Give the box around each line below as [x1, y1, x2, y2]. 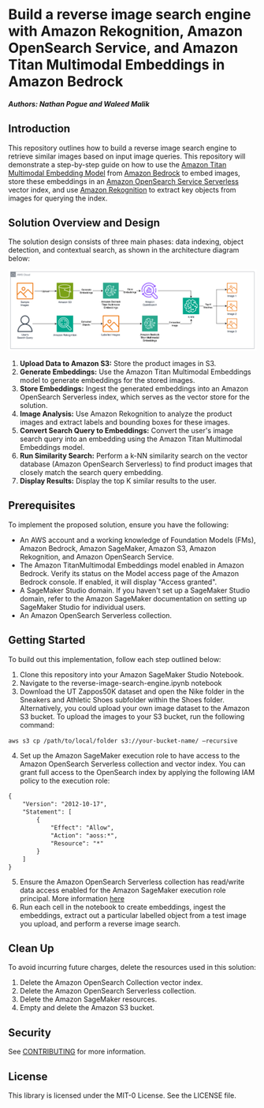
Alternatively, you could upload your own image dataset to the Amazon [19, 703, 250, 713]
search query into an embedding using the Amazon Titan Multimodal [19, 434, 243, 444]
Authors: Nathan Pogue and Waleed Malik [8, 99, 150, 108]
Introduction [8, 122, 71, 136]
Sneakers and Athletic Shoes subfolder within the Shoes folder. [19, 694, 225, 704]
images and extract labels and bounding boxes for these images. [19, 417, 230, 427]
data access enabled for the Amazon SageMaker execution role [19, 885, 226, 895]
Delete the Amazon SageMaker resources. [19, 994, 158, 1004]
